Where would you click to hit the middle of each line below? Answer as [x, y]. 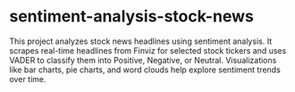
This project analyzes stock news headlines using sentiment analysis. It [141, 41]
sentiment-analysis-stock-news [132, 17]
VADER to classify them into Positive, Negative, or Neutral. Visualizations [143, 60]
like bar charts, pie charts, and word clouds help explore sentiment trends [145, 70]
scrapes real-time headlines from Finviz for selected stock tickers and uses [148, 50]
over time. [28, 79]
